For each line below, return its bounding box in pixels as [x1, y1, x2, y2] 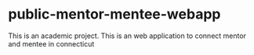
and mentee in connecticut [8, 39, 95, 48]
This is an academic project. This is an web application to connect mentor [8, 31, 247, 40]
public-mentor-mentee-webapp [8, 5, 221, 23]
